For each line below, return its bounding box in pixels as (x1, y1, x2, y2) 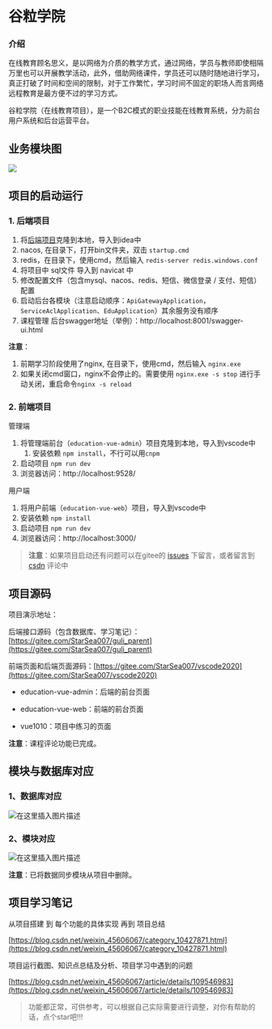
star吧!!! (56, 1012, 83, 1022)
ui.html (19, 324, 44, 334)
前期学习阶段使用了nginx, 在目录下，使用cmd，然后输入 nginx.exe (19, 358, 241, 368)
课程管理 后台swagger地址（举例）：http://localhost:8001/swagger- (19, 315, 244, 325)
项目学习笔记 (8, 896, 73, 910)
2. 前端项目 (8, 401, 52, 413)
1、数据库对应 (8, 790, 62, 802)
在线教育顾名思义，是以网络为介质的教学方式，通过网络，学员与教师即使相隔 (8, 58, 264, 68)
